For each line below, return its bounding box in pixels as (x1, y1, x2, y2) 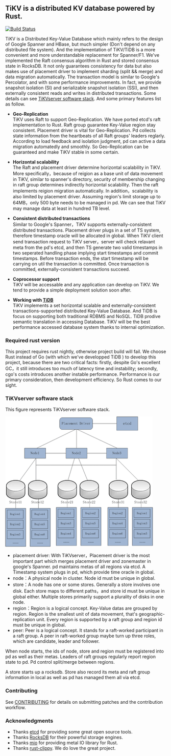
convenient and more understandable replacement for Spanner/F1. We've (5, 52, 160, 58)
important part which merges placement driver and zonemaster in (12, 558, 152, 564)
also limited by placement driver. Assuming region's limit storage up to (12, 193, 161, 199)
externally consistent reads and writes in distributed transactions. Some (5, 90, 157, 96)
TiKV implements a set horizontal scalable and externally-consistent (12, 302, 156, 308)
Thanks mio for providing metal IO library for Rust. (12, 740, 118, 746)
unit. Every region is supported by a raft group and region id (36, 617, 162, 623)
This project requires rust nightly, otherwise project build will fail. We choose (5, 348, 166, 355)
